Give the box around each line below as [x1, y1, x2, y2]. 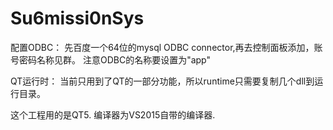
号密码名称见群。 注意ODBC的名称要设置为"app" [10, 53, 211, 66]
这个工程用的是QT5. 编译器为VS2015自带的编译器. [10, 108, 216, 121]
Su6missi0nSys [10, 7, 145, 30]
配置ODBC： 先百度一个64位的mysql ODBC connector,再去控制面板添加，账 [10, 41, 323, 53]
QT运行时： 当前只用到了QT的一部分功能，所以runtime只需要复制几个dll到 [10, 75, 315, 87]
